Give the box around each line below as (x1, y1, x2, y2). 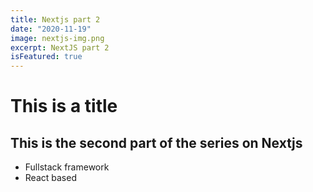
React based (24, 172, 77, 184)
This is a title (10, 95, 118, 118)
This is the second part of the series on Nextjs (10, 134, 303, 151)
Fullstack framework (24, 161, 110, 173)
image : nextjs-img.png (10, 33, 105, 43)
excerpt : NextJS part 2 (10, 42, 110, 53)
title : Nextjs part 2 (10, 14, 101, 25)
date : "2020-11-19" (10, 24, 92, 34)
